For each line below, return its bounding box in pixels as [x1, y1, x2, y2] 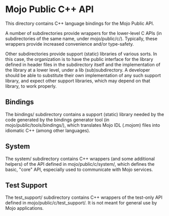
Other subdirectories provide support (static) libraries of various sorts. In [5, 51, 157, 57]
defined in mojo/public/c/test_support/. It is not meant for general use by [5, 200, 157, 206]
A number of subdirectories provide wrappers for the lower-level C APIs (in [5, 30, 162, 36]
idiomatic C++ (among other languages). [5, 127, 90, 133]
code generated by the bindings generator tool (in [5, 117, 110, 123]
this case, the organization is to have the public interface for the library [5, 56, 153, 62]
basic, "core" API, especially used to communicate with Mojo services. [5, 166, 153, 172]
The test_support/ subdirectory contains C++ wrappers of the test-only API [5, 194, 163, 201]
